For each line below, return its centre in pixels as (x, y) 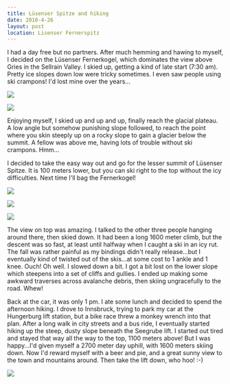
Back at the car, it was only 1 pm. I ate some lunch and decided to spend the (115, 302)
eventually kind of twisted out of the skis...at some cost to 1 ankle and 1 (107, 259)
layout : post (26, 26)
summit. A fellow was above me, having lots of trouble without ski (100, 142)
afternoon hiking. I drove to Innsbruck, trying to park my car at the (100, 309)
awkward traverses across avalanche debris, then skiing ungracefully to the (114, 281)
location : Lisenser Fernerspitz (53, 33)
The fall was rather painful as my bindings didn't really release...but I (104, 252)
